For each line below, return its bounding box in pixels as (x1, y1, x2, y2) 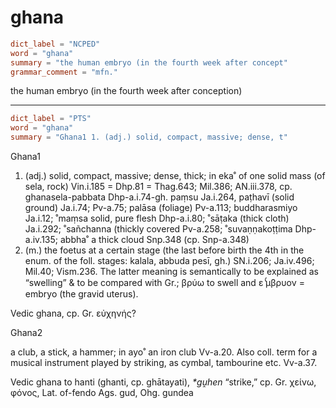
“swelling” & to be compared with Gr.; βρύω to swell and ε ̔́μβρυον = (24, 277, 305, 289)
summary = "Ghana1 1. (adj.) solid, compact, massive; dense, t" (10, 132, 288, 143)
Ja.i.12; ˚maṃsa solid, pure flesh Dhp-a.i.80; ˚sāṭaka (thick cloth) (24, 212, 290, 225)
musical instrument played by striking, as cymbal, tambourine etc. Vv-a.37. (10, 357, 318, 369)
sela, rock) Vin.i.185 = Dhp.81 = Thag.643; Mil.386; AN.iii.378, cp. (24, 181, 293, 193)
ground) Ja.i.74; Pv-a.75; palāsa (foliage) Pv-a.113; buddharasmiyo (24, 202, 298, 214)
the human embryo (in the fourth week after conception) (10, 85, 243, 97)
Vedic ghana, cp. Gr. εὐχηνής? (10, 307, 137, 320)
